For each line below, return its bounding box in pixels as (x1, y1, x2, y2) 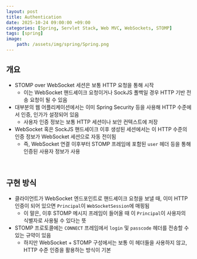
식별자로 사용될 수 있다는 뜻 (23, 217, 86, 224)
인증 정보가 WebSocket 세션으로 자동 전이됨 (14, 133, 116, 140)
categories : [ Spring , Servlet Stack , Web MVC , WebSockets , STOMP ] (6, 25, 172, 31)
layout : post (6, 8, 38, 15)
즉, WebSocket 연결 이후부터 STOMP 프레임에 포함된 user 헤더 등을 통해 (23, 140, 191, 147)
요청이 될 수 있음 (29, 96, 68, 103)
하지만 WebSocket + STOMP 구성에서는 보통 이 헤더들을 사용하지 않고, (23, 239, 187, 246)
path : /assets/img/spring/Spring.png (16, 42, 109, 48)
